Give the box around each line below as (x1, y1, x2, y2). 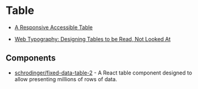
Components (5, 53, 56, 64)
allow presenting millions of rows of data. (14, 75, 117, 82)
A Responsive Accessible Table (14, 24, 93, 31)
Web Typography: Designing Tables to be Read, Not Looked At (14, 35, 171, 42)
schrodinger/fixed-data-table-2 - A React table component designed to (14, 69, 193, 76)
